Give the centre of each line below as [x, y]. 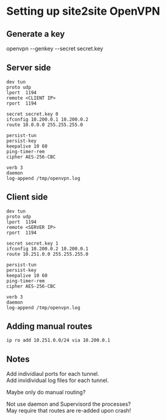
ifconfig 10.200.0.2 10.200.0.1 [47, 249]
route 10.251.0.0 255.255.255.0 [47, 254]
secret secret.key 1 [33, 243]
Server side [29, 68]
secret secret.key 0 [33, 114]
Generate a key [36, 34]
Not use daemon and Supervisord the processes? [69, 404]
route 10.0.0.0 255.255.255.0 [45, 125]
